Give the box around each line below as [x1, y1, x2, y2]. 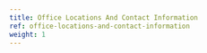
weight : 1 [9, 30, 47, 39]
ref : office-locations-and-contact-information [9, 22, 191, 31]
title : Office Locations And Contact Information [9, 13, 199, 22]
